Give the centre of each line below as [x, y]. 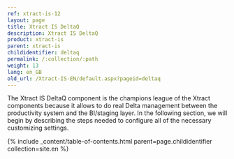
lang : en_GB [24, 72]
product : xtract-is [36, 40]
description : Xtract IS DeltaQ [53, 33]
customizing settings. [38, 128]
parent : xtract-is [34, 46]
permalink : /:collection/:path [53, 59]
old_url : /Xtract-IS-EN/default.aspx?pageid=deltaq [84, 78]
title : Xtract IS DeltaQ [43, 26]
